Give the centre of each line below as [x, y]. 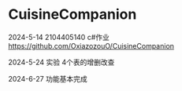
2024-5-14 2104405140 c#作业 [59, 37]
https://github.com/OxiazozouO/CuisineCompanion [91, 45]
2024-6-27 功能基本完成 [48, 78]
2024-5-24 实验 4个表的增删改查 [61, 62]
